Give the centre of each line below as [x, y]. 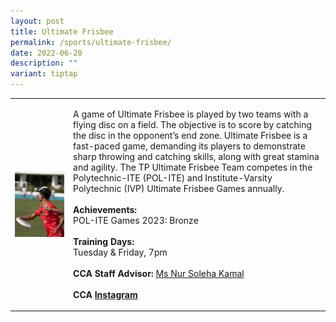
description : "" [44, 63]
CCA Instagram [105, 294]
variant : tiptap [44, 74]
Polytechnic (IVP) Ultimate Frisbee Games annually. [179, 188]
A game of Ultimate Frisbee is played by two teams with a [191, 114]
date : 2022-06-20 [46, 53]
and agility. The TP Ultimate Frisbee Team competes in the [193, 167]
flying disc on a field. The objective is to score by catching [193, 124]
